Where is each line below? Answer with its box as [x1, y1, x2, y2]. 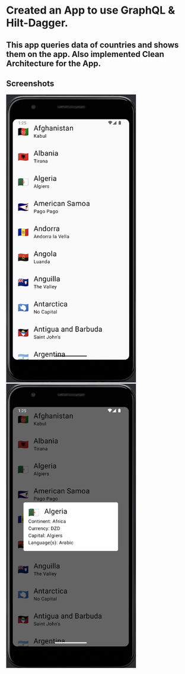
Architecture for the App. [6, 58, 101, 68]
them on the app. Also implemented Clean [6, 49, 165, 59]
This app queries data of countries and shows [6, 40, 179, 50]
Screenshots [6, 78, 55, 88]
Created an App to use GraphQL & [6, 4, 176, 17]
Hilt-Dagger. [6, 16, 68, 30]
